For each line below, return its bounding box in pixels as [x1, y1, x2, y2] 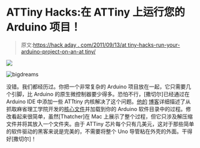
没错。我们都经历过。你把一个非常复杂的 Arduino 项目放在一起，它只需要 [6, 83, 186, 90]
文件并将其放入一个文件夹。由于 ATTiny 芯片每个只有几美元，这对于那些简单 [6, 120, 195, 127]
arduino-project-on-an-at [20, 48, 84, 55]
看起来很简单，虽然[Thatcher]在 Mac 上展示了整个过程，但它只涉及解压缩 [11, 113, 193, 120]
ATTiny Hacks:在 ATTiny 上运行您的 [6, 5, 186, 19]
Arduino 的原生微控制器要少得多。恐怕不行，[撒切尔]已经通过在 [34, 90, 190, 97]
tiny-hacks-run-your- [128, 41, 180, 48]
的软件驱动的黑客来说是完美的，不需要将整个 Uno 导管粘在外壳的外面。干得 [6, 128, 193, 135]
